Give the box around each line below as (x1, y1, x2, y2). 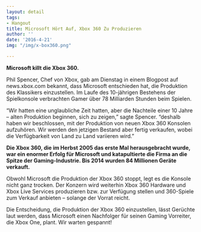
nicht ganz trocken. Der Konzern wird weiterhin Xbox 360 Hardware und (6, 181, 186, 189)
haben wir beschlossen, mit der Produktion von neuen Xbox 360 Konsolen (6, 119, 191, 127)
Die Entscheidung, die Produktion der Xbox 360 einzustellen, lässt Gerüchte (6, 205, 195, 213)
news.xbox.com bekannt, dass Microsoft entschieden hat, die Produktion (6, 82, 188, 89)
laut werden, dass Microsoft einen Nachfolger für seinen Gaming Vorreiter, (6, 212, 191, 219)
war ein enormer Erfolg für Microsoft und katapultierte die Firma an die (6, 150, 188, 157)
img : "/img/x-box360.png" (6, 43, 71, 49)
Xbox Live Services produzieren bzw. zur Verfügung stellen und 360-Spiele (6, 187, 194, 195)
